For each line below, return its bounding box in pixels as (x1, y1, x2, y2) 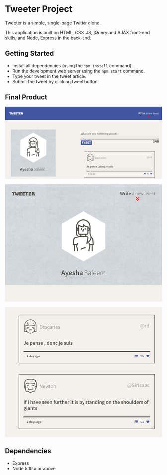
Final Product (5, 93, 47, 102)
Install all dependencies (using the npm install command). (12, 62, 133, 68)
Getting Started (5, 49, 54, 58)
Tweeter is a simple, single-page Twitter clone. (5, 20, 101, 26)
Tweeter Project (5, 3, 73, 15)
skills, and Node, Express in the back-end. (5, 35, 92, 41)
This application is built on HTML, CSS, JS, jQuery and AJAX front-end (5, 29, 150, 35)
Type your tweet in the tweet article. (12, 73, 87, 79)
